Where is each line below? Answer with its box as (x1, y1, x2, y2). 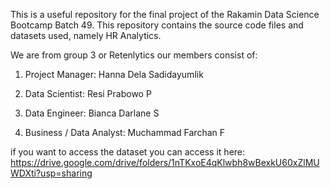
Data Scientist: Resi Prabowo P (24, 88, 152, 99)
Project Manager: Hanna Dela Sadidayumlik (24, 69, 204, 80)
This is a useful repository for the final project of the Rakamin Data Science (10, 9, 320, 20)
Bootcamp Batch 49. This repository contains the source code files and (10, 19, 304, 31)
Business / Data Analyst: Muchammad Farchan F (24, 127, 226, 138)
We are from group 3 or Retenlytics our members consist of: (10, 49, 258, 61)
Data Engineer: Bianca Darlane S (24, 107, 160, 119)
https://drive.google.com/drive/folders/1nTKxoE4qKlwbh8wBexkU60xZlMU (10, 157, 320, 168)
